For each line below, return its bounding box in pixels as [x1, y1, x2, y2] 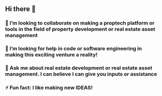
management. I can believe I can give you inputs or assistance [5, 71, 157, 78]
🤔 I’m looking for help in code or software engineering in [5, 45, 142, 52]
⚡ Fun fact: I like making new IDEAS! [5, 84, 93, 91]
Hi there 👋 [5, 5, 36, 13]
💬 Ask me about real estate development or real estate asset [5, 64, 153, 71]
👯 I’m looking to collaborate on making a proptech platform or [5, 20, 155, 27]
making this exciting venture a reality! [5, 51, 98, 58]
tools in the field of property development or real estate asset [5, 26, 156, 32]
